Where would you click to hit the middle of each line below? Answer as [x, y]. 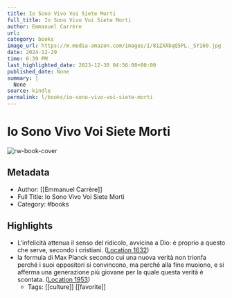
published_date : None [38, 71]
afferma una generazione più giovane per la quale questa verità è [110, 272]
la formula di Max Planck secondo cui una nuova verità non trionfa [111, 257]
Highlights [30, 226]
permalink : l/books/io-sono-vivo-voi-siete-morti [80, 98]
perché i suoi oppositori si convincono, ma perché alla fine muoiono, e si [121, 265]
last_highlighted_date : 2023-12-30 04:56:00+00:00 [82, 65]
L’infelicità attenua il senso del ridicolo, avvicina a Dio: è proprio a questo [121, 243]
